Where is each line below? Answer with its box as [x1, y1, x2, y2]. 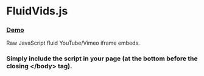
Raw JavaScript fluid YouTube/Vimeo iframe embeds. [6, 39, 140, 46]
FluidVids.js [6, 4, 68, 18]
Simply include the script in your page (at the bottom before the [6, 54, 198, 63]
